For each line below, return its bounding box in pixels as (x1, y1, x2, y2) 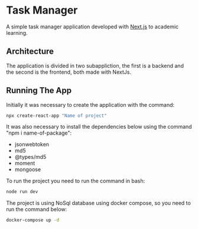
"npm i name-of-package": (6, 129, 72, 136)
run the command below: (6, 206, 67, 213)
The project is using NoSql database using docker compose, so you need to (6, 199, 191, 207)
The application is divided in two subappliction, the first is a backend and (6, 62, 184, 69)
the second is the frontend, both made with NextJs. (6, 68, 132, 76)
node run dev (6, 189, 38, 195)
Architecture (6, 47, 54, 57)
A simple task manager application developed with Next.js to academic (6, 23, 179, 30)
